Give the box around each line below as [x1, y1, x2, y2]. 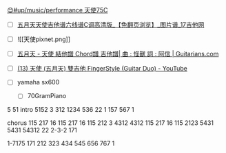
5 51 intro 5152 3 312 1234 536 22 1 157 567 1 [7, 106, 134, 114]
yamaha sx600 [17, 78, 60, 86]
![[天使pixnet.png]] [17, 35, 71, 43]
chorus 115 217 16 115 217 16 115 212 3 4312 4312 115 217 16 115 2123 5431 [7, 119, 214, 127]
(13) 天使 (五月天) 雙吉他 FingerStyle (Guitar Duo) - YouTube [17, 64, 187, 73]
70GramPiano [27, 92, 67, 100]
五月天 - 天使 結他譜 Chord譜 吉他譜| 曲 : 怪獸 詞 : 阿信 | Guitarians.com [17, 50, 219, 58]
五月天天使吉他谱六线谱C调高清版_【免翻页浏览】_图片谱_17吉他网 [17, 21, 205, 29]
